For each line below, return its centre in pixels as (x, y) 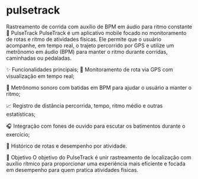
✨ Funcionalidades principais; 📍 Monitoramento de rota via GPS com (90, 69)
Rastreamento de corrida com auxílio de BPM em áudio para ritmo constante (99, 27)
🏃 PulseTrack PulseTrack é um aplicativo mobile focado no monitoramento (96, 32)
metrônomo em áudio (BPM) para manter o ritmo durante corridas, (87, 51)
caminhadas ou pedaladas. (39, 58)
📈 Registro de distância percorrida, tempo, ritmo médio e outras (85, 105)
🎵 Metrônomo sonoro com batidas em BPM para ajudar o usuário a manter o (99, 87)
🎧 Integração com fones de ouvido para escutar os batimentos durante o (96, 126)
